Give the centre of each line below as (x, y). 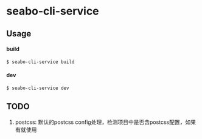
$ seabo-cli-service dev (38, 88)
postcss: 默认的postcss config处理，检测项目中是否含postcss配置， (100, 122)
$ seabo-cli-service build (40, 62)
